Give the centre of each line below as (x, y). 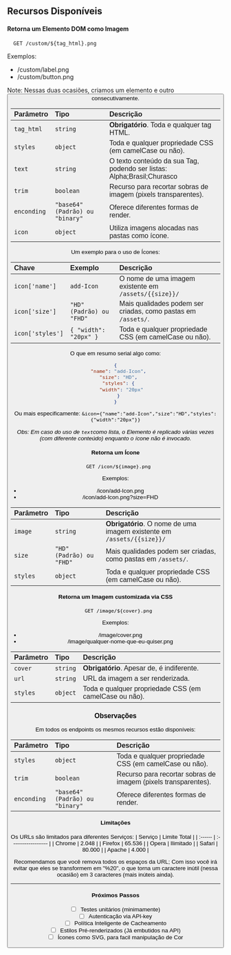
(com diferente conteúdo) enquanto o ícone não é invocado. (115, 438)
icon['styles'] (39, 333)
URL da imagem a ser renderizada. (136, 678)
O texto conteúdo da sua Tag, (154, 161)
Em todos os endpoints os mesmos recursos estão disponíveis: (115, 730)
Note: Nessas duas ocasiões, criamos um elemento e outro (91, 90)
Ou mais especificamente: (47, 414)
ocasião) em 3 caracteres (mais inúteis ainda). (115, 874)
